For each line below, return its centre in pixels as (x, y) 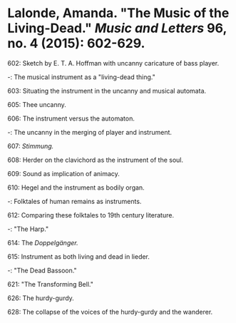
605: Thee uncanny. (37, 104)
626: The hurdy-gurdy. (41, 298)
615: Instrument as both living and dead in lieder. (78, 256)
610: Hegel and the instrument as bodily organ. (76, 188)
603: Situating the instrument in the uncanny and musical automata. (107, 91)
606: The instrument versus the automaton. (71, 118)
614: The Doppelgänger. (43, 242)
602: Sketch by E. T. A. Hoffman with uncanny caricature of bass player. (113, 63)
